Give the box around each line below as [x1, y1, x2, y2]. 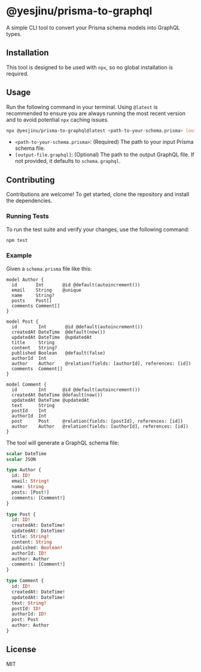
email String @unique [11, 287, 82, 293]
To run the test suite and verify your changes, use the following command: [6, 226, 190, 233]
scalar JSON [6, 456, 36, 462]
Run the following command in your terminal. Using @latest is [6, 103, 158, 110]
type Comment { [6, 578, 44, 584]
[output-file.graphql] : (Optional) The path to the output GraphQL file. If [14, 151, 194, 158]
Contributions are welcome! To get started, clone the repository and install [6, 190, 190, 198]
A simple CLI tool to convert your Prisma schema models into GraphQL [6, 24, 181, 31]
